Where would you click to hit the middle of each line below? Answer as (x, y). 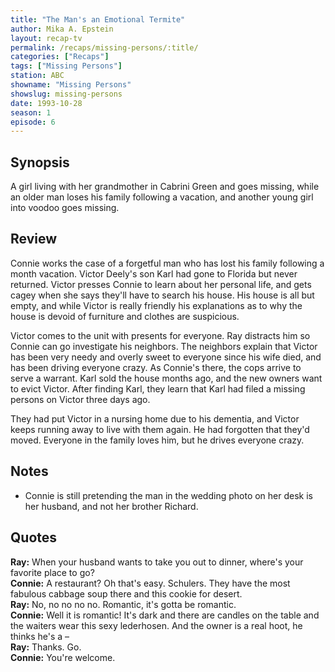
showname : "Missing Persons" (71, 85)
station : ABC (37, 76)
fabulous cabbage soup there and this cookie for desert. (126, 593)
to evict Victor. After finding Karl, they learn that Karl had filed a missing (158, 388)
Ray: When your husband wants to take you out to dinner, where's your (157, 562)
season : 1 (31, 112)
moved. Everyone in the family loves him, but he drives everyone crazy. (157, 440)
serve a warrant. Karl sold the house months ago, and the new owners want (166, 378)
